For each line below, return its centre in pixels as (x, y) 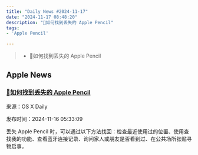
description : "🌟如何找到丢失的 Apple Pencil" (60, 22)
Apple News (29, 75)
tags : (13, 28)
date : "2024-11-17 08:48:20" (42, 17)
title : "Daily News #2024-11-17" (47, 11)
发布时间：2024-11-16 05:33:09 (44, 119)
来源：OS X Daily (27, 106)
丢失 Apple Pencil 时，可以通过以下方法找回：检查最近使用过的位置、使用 (95, 131)
